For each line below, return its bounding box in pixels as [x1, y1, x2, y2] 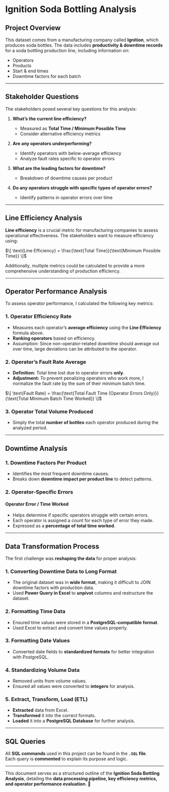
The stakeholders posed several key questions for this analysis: [5, 106, 137, 112]
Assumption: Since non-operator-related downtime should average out [12, 340, 159, 346]
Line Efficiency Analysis [5, 214, 82, 222]
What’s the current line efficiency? [12, 116, 87, 122]
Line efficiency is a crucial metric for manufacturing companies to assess [5, 227, 158, 233]
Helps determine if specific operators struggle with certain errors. [12, 512, 149, 518]
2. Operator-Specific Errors [5, 488, 73, 496]
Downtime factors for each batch [12, 73, 81, 79]
